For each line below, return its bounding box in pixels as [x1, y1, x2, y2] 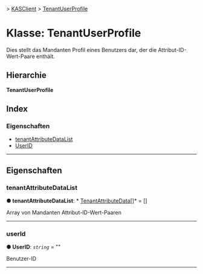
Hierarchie [6, 70, 47, 80]
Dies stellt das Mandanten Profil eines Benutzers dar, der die [6, 46, 157, 53]
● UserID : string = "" [6, 243, 61, 250]
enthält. [36, 53, 56, 60]
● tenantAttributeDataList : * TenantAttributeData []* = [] [6, 197, 147, 204]
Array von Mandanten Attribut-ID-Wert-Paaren [6, 209, 122, 217]
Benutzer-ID [6, 255, 37, 263]
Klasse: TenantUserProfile [6, 27, 141, 40]
